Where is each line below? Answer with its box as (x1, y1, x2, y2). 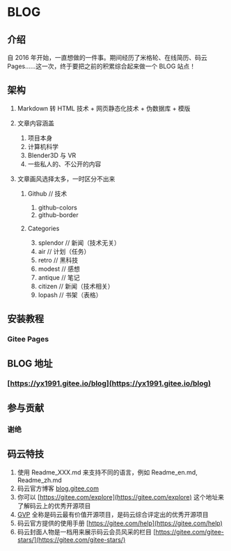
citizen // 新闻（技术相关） (38, 282, 114, 290)
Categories (27, 224, 60, 232)
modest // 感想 (38, 264, 80, 273)
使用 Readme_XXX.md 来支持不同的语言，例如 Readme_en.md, (17, 468, 198, 477)
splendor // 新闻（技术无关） (38, 238, 120, 247)
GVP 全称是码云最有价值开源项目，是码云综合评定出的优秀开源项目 (17, 510, 209, 518)
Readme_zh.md (17, 476, 63, 484)
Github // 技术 (27, 189, 67, 198)
